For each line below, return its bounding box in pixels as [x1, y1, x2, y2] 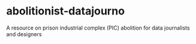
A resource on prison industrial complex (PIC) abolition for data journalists [6, 24, 190, 31]
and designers [6, 30, 42, 37]
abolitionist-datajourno [6, 4, 125, 18]
